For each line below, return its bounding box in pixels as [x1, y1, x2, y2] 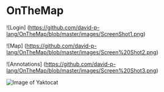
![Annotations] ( [6, 60, 46, 68]
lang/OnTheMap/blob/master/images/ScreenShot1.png [6, 30, 144, 37]
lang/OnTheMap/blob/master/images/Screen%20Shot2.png [6, 48, 157, 55]
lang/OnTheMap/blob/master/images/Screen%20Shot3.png [6, 66, 157, 74]
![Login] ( [6, 24, 29, 31]
